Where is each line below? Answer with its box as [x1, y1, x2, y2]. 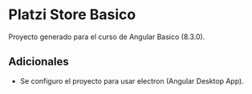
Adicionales [8, 55, 70, 69]
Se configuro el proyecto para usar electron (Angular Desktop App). [19, 76, 245, 85]
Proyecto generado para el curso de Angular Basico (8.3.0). [8, 32, 205, 41]
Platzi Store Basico [8, 6, 136, 24]
